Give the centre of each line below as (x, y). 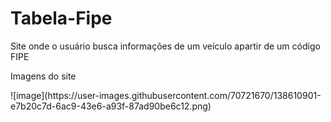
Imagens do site (43, 76)
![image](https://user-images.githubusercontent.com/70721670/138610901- (166, 95)
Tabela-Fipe (61, 18)
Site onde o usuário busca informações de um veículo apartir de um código (165, 46)
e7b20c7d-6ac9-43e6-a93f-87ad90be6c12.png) (111, 106)
